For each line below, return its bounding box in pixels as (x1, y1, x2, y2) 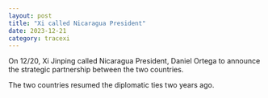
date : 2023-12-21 (8, 27, 67, 35)
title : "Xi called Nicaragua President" (8, 19, 147, 27)
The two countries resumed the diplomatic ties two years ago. (8, 80, 215, 90)
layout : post (8, 11, 52, 20)
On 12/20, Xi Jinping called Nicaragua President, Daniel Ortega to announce (8, 56, 261, 66)
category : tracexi (8, 34, 70, 43)
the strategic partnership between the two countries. (8, 65, 184, 75)
